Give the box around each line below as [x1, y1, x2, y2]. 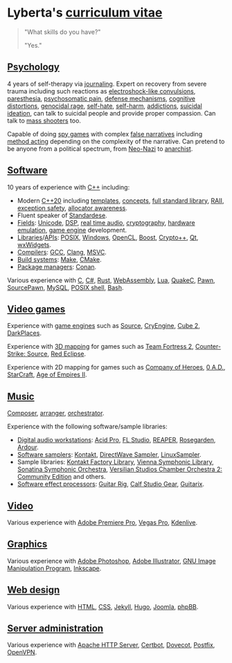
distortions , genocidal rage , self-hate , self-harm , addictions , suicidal [7, 102, 202, 110]
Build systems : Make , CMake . [17, 255, 102, 264]
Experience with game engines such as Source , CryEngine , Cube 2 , [7, 322, 201, 330]
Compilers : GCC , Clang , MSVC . [17, 248, 107, 256]
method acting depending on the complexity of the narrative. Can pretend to [7, 137, 225, 145]
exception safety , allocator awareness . [17, 203, 128, 212]
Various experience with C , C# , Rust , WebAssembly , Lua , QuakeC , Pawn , [7, 275, 216, 284]
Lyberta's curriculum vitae [7, 5, 163, 21]
